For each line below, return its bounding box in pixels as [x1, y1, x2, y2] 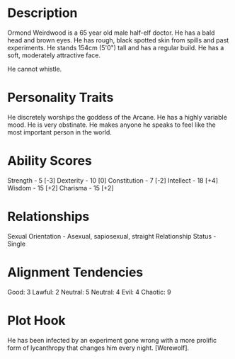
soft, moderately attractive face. [7, 51, 101, 59]
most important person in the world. [7, 127, 112, 136]
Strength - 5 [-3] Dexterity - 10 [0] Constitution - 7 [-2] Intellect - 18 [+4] [7, 176, 218, 185]
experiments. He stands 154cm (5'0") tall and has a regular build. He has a [7, 43, 224, 52]
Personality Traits [7, 90, 114, 106]
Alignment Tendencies [7, 264, 144, 280]
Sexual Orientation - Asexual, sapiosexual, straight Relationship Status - [7, 232, 217, 240]
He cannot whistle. [7, 64, 62, 73]
